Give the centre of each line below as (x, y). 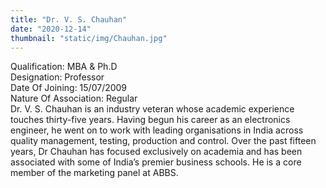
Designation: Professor (57, 77)
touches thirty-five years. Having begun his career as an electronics (150, 120)
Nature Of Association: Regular (74, 98)
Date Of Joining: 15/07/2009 (69, 88)
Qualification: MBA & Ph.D (64, 67)
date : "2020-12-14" (51, 29)
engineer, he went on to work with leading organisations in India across (157, 130)
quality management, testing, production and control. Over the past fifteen (163, 141)
